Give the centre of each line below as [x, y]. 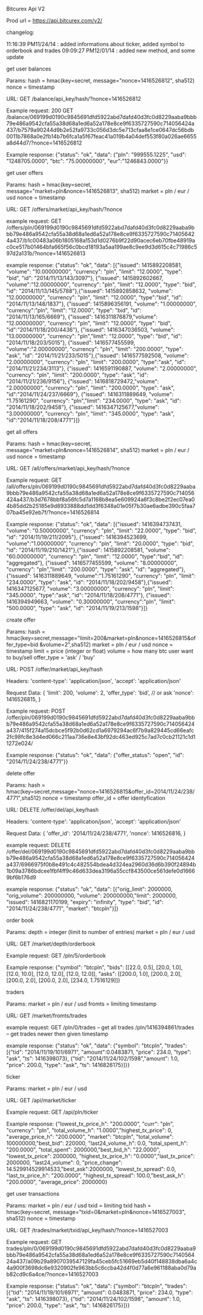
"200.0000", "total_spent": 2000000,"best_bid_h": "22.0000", [83, 1150]
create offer [21, 620]
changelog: [20, 32]
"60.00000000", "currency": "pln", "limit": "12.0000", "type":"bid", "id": [95, 556]
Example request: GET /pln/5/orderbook [56, 956]
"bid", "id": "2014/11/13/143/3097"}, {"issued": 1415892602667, [85, 278]
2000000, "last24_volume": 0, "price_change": [65, 1162]
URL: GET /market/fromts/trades [47, 1015]
